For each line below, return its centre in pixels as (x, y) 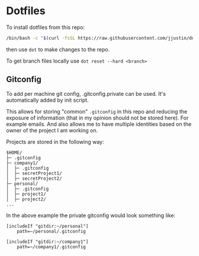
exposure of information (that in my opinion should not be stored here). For (97, 118)
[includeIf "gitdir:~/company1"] (47, 242)
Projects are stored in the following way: (55, 142)
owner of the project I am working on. (52, 130)
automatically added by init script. (47, 100)
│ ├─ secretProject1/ (34, 173)
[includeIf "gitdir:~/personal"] (47, 226)
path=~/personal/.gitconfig (51, 231)
